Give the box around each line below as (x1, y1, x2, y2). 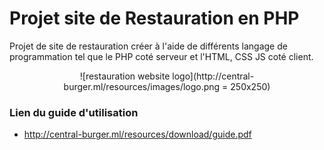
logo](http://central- (172, 70, 255, 82)
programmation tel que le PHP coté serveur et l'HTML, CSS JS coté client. (9, 50, 314, 62)
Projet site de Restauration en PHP (9, 7, 300, 30)
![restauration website (79, 70, 171, 82)
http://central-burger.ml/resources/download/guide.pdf (23, 128, 252, 141)
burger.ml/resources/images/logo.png (63, 80, 221, 92)
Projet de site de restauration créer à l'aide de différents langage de (9, 40, 288, 52)
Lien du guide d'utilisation (9, 105, 139, 119)
